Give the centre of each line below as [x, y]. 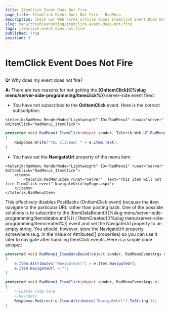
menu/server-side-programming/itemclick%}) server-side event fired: [80, 95]
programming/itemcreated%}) [36, 223]
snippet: [14, 245]
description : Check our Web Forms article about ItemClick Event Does [81, 19]
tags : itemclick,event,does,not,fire [45, 29]
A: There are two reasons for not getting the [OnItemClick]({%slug [76, 90]
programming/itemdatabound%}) [40, 218]
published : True [22, 33]
